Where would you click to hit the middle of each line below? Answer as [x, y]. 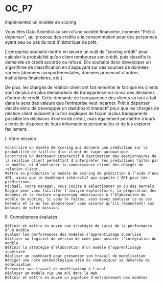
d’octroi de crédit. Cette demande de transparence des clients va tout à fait [81, 98]
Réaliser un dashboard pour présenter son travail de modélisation [75, 256]
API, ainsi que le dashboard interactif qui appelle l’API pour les [76, 177]
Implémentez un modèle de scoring [41, 22]
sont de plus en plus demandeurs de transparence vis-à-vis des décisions [80, 92]
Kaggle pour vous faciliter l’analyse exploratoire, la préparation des [81, 190]
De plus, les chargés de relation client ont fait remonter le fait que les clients [82, 87]
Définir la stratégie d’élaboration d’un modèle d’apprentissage [73, 247]
